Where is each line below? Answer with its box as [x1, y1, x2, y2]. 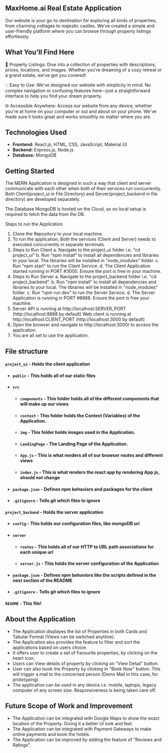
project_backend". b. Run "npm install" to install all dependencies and [12, 279, 156, 285]
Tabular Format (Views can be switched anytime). [12, 634, 115, 640]
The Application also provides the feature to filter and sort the [12, 639, 140, 645]
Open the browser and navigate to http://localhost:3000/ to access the [12, 322, 159, 328]
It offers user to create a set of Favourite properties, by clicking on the [12, 649, 158, 656]
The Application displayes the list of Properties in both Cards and [12, 628, 147, 634]
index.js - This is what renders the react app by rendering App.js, [20, 469, 159, 475]
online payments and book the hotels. [12, 731, 90, 737]
